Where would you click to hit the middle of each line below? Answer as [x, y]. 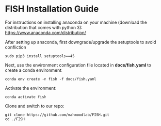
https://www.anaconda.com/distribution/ [46, 32]
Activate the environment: [31, 88]
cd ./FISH [15, 119]
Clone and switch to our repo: [35, 106]
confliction [16, 47]
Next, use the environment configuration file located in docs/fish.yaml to [78, 65]
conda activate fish [26, 97]
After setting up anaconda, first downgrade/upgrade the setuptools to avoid [81, 42]
